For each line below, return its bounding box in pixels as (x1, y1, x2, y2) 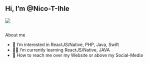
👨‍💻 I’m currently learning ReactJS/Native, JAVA (12, 47, 110, 53)
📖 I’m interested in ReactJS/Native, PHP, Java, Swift (12, 41, 119, 47)
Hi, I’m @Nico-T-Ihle (5, 4, 70, 13)
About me (5, 32, 25, 38)
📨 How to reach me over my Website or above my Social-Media (12, 52, 143, 58)
